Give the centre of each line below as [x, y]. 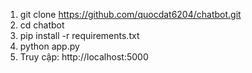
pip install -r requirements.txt [79, 35]
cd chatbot [42, 25]
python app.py [49, 46]
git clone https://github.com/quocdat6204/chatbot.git [130, 14]
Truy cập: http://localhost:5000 [84, 57]
